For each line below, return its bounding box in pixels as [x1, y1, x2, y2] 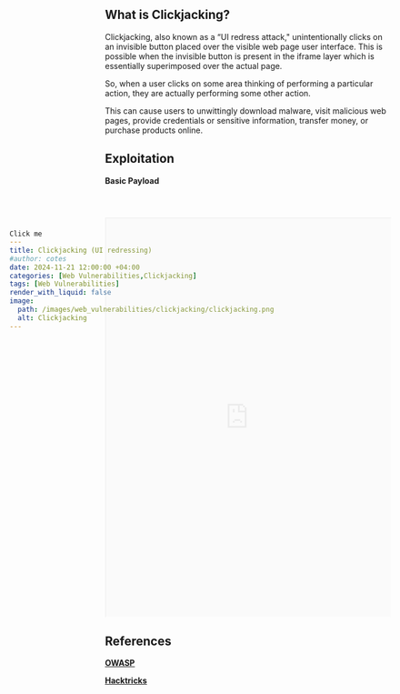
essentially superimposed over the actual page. [105, 60, 283, 71]
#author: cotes [9, 254, 67, 263]
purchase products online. [105, 125, 204, 136]
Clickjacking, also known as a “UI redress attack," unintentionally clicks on [105, 31, 384, 42]
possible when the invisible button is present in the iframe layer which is [105, 50, 375, 62]
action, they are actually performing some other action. [105, 87, 311, 98]
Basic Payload [105, 175, 160, 186]
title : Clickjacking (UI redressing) [9, 246, 153, 255]
